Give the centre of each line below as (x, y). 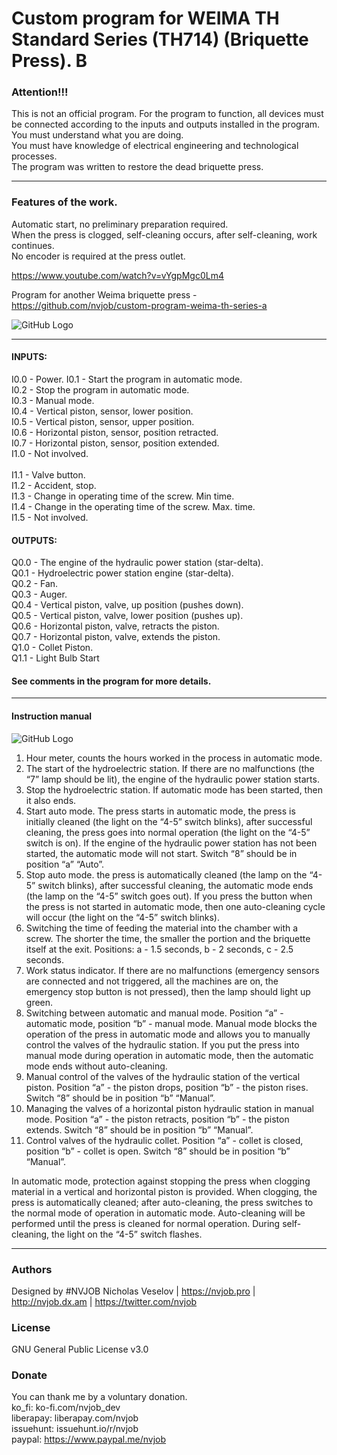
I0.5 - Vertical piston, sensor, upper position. (103, 421)
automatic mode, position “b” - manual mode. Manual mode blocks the (171, 1023)
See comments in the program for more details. (111, 681)
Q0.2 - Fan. (35, 584)
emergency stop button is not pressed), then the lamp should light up (168, 991)
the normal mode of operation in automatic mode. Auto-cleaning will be (158, 1213)
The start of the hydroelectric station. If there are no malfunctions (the (170, 768)
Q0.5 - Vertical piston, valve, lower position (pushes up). (127, 616)
